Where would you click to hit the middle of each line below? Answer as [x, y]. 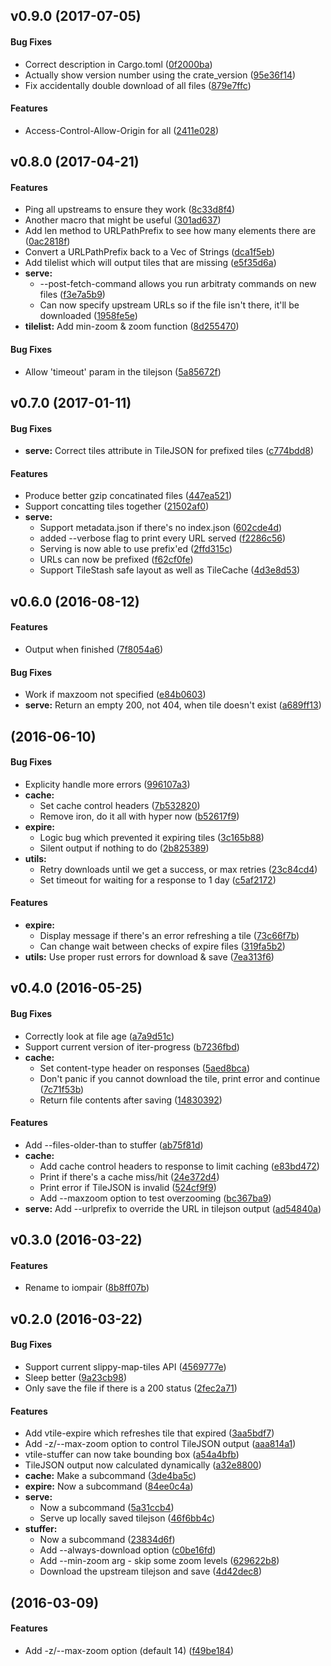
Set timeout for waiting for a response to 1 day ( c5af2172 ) [158, 880]
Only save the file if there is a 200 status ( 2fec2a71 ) [131, 1388]
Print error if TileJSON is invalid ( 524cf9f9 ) [128, 1187]
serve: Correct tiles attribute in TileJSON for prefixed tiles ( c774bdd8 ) [169, 451]
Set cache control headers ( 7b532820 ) [120, 805]
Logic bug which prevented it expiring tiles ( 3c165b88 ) [152, 837]
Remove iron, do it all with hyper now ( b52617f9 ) [139, 816]
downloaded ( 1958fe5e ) [88, 316]
